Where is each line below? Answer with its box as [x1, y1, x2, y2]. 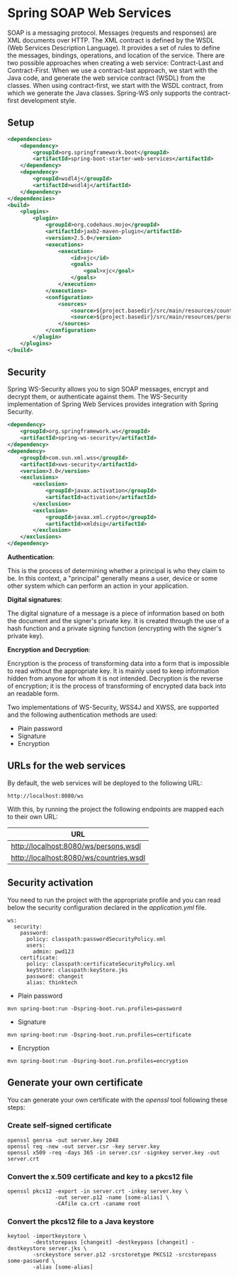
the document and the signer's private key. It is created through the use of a [7, 617, 229, 625]
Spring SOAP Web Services [7, 5, 171, 21]
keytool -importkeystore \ [7, 1232, 87, 1240]
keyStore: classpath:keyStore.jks [25, 966, 129, 974]
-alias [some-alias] [33, 1264, 93, 1271]
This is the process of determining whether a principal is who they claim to [7, 567, 225, 575]
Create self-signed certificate [7, 1120, 112, 1130]
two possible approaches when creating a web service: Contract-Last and [7, 58, 224, 67]
